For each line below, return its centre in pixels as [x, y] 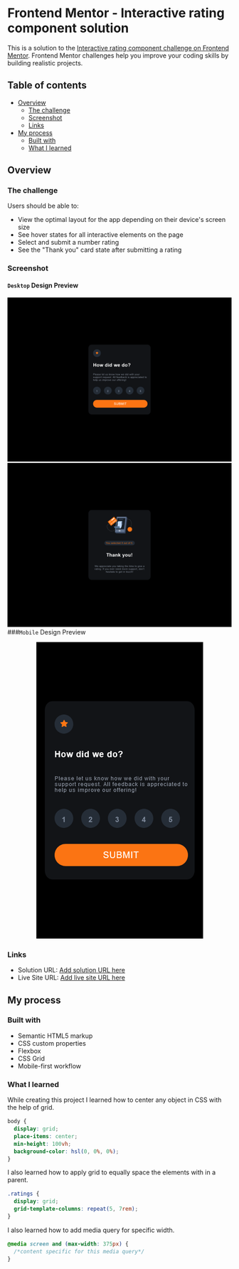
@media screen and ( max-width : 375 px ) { [68, 1244]
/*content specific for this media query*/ [79, 1251]
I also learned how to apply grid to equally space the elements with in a [112, 1172]
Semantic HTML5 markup [55, 1036]
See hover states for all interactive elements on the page [100, 235]
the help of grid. [31, 1108]
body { [17, 1122]
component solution [68, 28]
